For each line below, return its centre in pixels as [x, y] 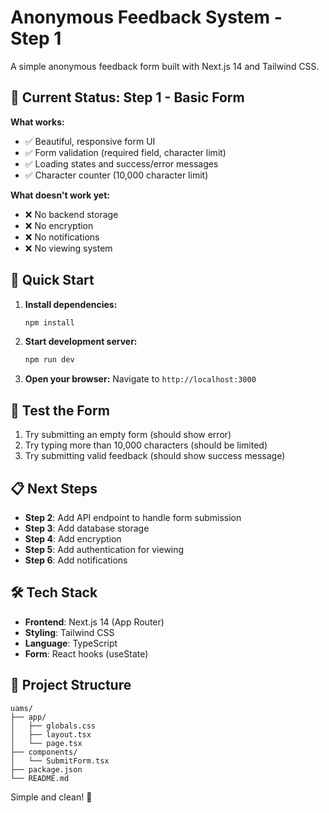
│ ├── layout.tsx [51, 734]
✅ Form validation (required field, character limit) [125, 152]
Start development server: [81, 342]
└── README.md [40, 778]
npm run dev [49, 360]
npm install [49, 322]
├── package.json [46, 769]
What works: [37, 122]
